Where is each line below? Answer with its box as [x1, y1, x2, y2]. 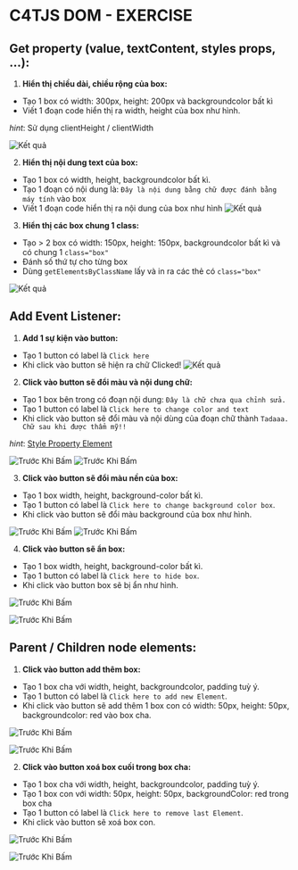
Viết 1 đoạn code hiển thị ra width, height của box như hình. [21, 105, 241, 116]
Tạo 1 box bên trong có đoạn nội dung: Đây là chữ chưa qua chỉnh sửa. [21, 394, 286, 404]
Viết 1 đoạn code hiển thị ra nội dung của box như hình [21, 203, 223, 213]
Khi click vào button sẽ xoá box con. [21, 816, 156, 827]
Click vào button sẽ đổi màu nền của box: [21, 472, 178, 483]
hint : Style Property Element [9, 438, 113, 449]
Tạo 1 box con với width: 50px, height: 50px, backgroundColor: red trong [21, 788, 289, 799]
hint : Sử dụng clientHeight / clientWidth [9, 122, 154, 133]
